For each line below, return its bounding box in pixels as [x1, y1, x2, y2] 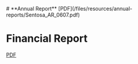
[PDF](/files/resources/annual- [58, 5, 133, 12]
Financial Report [6, 32, 88, 45]
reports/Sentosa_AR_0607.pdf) [6, 11, 80, 18]
